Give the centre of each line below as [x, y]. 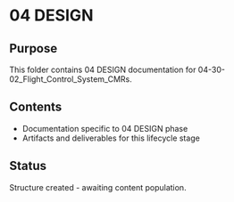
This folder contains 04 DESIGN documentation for [103, 69]
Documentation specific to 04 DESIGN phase [105, 128]
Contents [36, 107]
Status [28, 166]
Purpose [33, 48]
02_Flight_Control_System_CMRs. [71, 79]
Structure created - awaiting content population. [98, 187]
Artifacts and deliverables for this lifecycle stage [111, 138]
